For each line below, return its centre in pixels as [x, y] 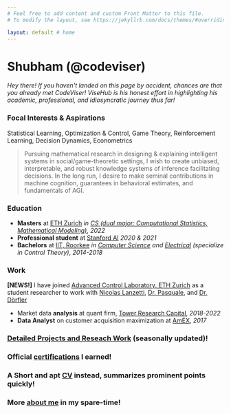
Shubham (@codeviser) [76, 66]
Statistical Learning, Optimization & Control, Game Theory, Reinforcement [111, 133]
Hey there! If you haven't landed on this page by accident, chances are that [114, 85]
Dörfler [17, 300]
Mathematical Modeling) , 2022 [61, 230]
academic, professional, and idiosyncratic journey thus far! [91, 100]
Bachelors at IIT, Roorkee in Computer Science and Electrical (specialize [120, 245]
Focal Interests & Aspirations [56, 118]
